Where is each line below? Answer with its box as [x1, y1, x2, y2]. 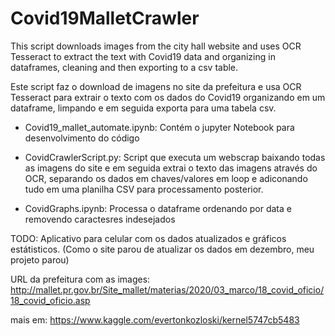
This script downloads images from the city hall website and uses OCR [10, 40, 302, 52]
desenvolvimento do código [24, 132, 140, 144]
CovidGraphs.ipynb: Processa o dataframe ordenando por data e [24, 202, 292, 214]
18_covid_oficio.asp [10, 294, 91, 306]
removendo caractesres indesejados [24, 213, 176, 225]
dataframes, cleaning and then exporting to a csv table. [10, 61, 239, 73]
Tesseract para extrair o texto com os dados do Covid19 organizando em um [10, 91, 326, 103]
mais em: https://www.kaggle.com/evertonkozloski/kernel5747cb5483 [10, 313, 300, 326]
